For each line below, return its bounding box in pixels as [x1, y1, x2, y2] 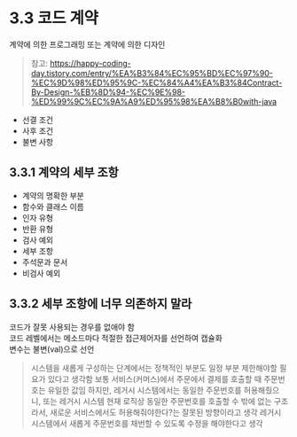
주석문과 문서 [21, 256, 68, 267]
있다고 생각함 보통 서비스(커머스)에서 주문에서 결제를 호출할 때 [47, 373, 262, 384]
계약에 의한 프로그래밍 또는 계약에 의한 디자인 [9, 39, 166, 50]
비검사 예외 [21, 268, 61, 278]
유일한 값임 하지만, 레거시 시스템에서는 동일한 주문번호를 [47, 385, 242, 395]
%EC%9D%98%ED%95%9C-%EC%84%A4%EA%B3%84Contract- [30, 77, 283, 88]
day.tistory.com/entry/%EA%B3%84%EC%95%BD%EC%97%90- [30, 67, 273, 78]
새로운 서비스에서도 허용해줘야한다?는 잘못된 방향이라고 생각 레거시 [50, 407, 282, 417]
